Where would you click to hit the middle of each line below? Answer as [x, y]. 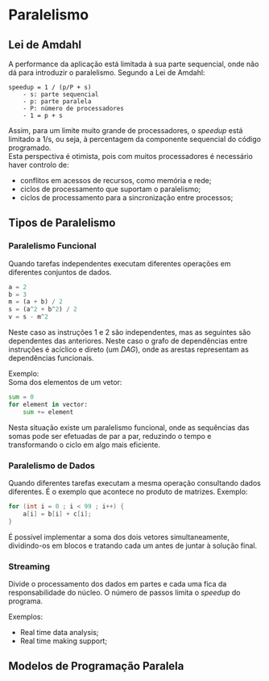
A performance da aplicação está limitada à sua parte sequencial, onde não [134, 64]
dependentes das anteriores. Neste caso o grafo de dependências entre [128, 341]
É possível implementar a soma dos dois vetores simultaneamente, [119, 537]
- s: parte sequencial [61, 94]
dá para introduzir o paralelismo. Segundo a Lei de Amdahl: [107, 73]
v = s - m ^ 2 [28, 317]
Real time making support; [63, 641]
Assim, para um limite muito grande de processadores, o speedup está [126, 130]
